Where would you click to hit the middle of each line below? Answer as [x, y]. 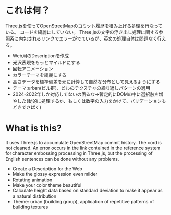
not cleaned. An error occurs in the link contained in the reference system [83, 148]
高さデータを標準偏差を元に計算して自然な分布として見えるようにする [86, 81]
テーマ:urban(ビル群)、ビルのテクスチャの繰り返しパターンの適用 [81, 88]
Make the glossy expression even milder [55, 174]
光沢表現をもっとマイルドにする [46, 62]
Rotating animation [32, 180]
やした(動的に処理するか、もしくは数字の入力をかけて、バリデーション [87, 101]
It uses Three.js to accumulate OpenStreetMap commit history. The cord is [84, 142]
